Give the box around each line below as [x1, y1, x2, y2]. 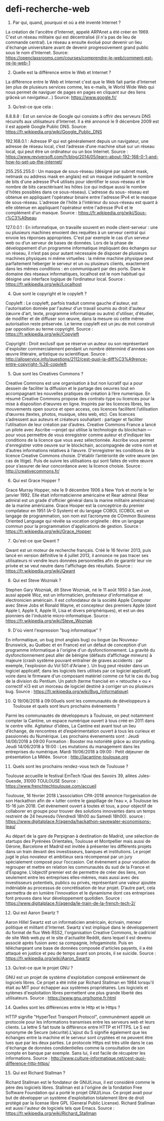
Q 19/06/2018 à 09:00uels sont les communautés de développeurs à [12, 698, 150, 704]
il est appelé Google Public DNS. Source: [5, 123, 87, 130]
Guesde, [5, 778, 23, 784]
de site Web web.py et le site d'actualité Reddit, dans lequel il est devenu [5, 934, 152, 940]
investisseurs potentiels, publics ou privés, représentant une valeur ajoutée [5, 879, 156, 885]
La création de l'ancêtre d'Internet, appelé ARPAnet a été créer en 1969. [5, 29, 150, 35]
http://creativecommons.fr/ [5, 468, 60, 474]
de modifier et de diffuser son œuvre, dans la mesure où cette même [5, 316, 144, 321]
